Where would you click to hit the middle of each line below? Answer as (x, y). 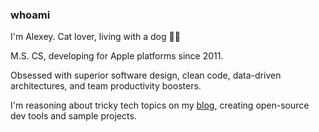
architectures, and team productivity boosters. (106, 86)
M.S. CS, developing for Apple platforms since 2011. (117, 56)
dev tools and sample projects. (73, 116)
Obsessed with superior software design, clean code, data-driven (146, 75)
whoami (30, 15)
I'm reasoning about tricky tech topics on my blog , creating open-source (160, 105)
